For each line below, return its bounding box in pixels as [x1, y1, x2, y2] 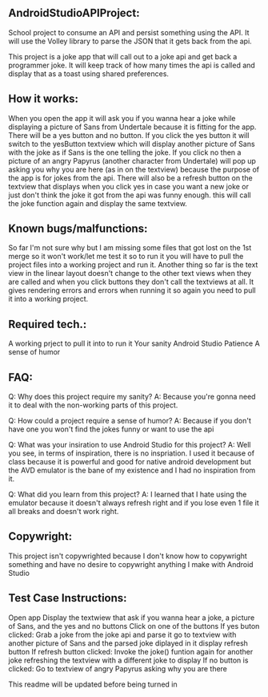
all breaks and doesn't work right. [8, 507, 119, 517]
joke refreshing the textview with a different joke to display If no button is [8, 655, 249, 665]
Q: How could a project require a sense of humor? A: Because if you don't [8, 416, 252, 426]
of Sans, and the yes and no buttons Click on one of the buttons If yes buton [8, 621, 260, 630]
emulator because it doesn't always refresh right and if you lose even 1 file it [8, 498, 259, 508]
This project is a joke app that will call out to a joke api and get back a [8, 51, 238, 61]
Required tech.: [8, 317, 87, 331]
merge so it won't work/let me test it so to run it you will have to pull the [8, 252, 244, 261]
